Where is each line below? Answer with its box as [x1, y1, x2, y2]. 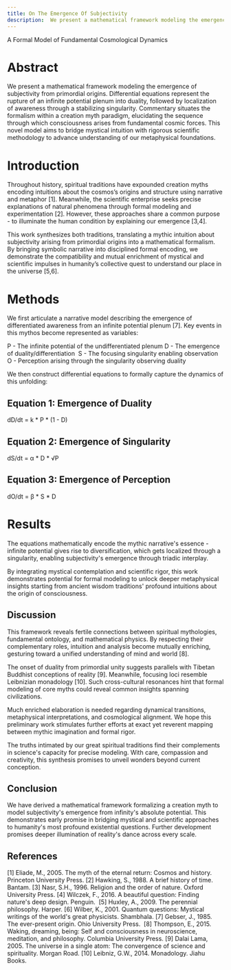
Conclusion [7, 782, 58, 794]
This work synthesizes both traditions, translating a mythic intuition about [7, 230, 215, 239]
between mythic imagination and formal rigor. [7, 727, 136, 736]
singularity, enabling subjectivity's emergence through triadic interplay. [7, 554, 208, 562]
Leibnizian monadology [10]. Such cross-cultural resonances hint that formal [7, 677, 224, 686]
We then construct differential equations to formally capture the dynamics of [7, 370, 224, 378]
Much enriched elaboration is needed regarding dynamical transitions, [7, 705, 206, 714]
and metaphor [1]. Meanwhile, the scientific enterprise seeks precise [7, 195, 201, 203]
